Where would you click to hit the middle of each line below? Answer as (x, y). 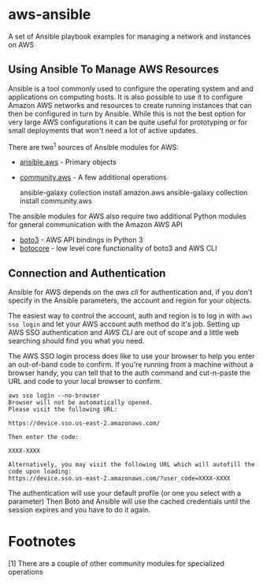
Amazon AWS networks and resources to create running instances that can (130, 105)
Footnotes (42, 542)
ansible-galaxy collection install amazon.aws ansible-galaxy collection (133, 193)
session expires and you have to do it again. (80, 510)
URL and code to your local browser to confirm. (85, 381)
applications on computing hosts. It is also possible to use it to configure (126, 97)
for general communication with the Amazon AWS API (95, 225)
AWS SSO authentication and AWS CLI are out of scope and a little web (124, 333)
